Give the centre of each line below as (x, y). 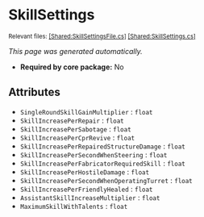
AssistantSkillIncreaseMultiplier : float (90, 197)
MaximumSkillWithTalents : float (74, 206)
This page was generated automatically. (75, 51)
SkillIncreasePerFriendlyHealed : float (86, 189)
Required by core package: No (72, 67)
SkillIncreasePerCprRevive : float (77, 137)
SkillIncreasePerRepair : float (72, 120)
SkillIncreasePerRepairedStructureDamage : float (102, 146)
